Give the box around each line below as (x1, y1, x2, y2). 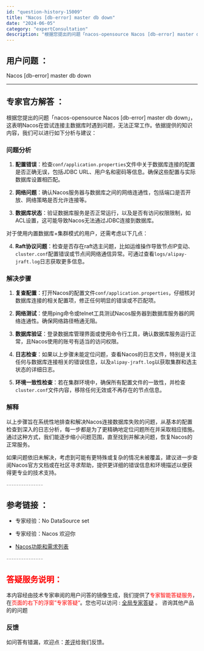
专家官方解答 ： (6, 96, 64, 107)
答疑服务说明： (6, 574, 63, 584)
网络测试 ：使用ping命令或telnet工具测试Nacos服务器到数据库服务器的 (15, 310, 189, 317)
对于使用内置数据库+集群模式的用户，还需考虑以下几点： (6, 230, 149, 237)
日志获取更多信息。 (39, 258, 88, 265)
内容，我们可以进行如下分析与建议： (6, 129, 97, 137)
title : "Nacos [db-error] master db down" (6, 15, 115, 21)
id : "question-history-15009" (6, 8, 83, 15)
